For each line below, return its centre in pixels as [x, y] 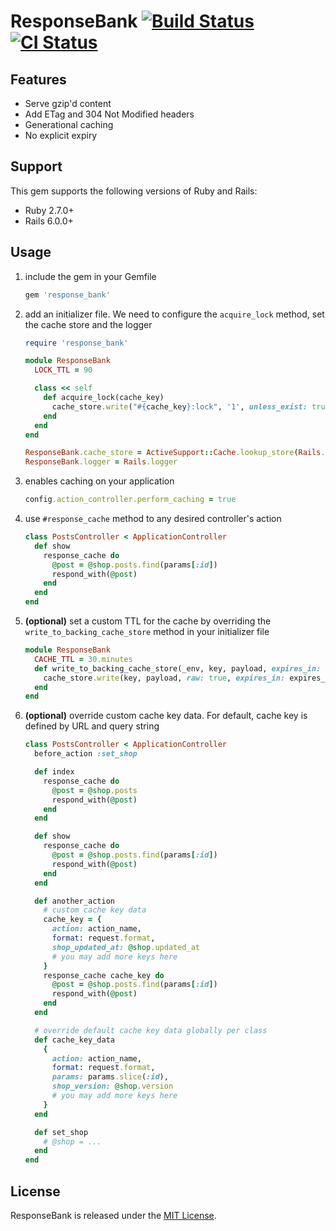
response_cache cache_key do [104, 975]
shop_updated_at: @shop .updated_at [125, 947]
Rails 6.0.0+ [49, 221]
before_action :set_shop [86, 754]
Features [38, 79]
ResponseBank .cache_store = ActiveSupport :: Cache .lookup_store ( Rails [173, 453]
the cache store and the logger [88, 324]
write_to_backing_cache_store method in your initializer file [147, 631]
